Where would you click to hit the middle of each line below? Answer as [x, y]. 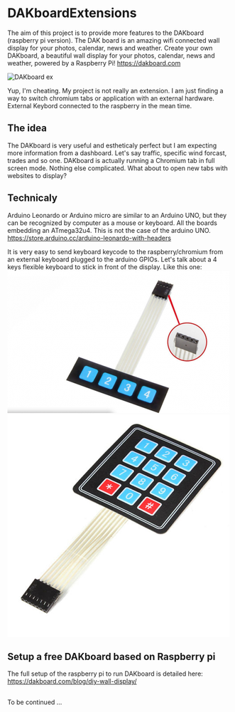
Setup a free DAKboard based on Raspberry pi [111, 656]
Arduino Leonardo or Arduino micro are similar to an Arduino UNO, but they [117, 215]
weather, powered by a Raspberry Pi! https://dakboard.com [94, 63]
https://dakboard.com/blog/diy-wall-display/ [72, 681]
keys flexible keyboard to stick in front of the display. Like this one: [105, 267]
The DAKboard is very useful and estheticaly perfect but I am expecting [112, 145]
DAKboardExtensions [72, 13]
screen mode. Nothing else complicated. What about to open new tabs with [118, 168]
